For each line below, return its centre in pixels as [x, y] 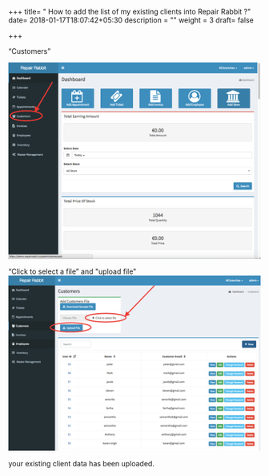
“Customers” [30, 51]
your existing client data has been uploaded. [81, 463]
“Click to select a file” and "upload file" [72, 271]
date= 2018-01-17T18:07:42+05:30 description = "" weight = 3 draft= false [131, 20]
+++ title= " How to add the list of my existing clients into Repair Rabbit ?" [130, 12]
